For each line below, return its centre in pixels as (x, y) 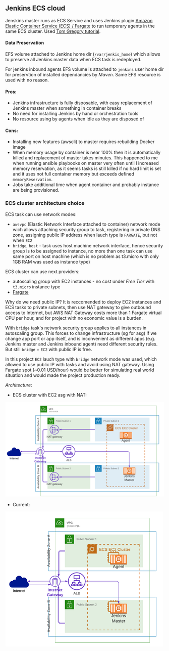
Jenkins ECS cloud (35, 8)
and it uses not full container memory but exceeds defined (73, 174)
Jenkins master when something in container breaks (67, 108)
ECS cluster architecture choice (45, 203)
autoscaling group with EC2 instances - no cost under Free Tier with (83, 281)
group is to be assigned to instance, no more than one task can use (82, 251)
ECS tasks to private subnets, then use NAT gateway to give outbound (78, 307)
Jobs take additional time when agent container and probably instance (86, 185)
